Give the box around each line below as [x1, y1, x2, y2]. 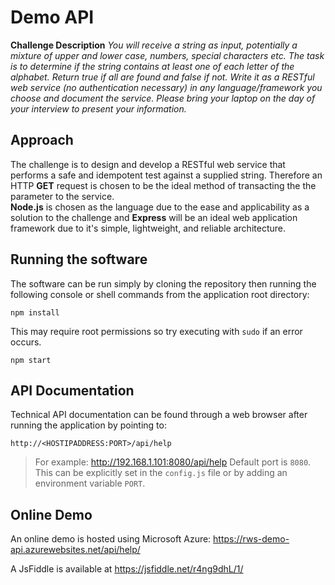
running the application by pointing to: [10, 419, 167, 431]
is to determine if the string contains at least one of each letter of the [10, 60, 295, 72]
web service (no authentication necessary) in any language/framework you [10, 81, 323, 93]
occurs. [10, 336, 42, 348]
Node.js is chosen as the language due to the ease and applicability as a [10, 201, 310, 213]
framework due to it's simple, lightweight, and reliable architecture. [10, 222, 286, 234]
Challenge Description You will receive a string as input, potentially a [10, 39, 298, 51]
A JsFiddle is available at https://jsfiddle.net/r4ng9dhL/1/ [10, 563, 244, 575]
